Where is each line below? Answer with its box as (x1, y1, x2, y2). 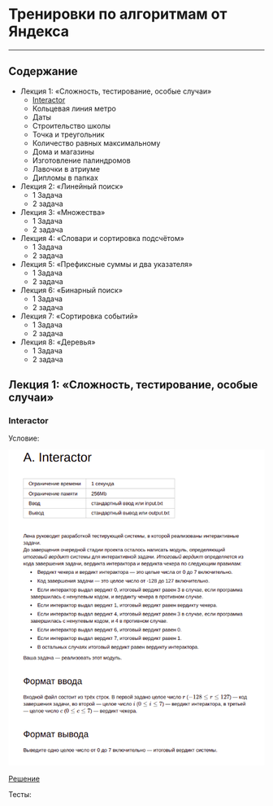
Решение (8, 773, 41, 783)
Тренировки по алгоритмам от (8, 5, 227, 24)
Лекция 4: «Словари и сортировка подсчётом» (19, 233, 184, 243)
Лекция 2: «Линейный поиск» (19, 181, 123, 191)
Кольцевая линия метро (32, 103, 116, 113)
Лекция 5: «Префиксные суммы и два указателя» (19, 259, 193, 269)
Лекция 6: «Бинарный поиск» (19, 285, 123, 295)
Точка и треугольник (32, 129, 105, 139)
